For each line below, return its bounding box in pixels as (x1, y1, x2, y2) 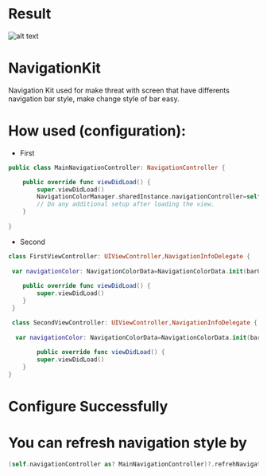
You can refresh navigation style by (8, 434, 248, 452)
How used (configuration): (8, 122, 187, 140)
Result (8, 5, 52, 23)
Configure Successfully (8, 398, 168, 415)
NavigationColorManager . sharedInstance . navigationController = (37, 193, 247, 201)
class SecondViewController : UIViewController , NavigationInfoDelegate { (11, 318, 258, 327)
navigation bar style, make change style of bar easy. (8, 93, 180, 104)
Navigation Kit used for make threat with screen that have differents (8, 85, 230, 95)
